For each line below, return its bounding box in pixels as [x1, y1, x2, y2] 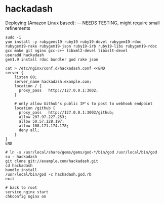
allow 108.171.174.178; [18, 123, 69, 128]
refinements [5, 25, 30, 31]
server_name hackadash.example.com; [14, 79, 92, 84]
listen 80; [14, 74, 37, 80]
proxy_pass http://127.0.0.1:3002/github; [18, 110, 114, 115]
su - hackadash [5, 154, 37, 159]
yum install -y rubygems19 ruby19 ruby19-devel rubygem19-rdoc [5, 39, 142, 44]
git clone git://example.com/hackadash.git [5, 159, 99, 164]
